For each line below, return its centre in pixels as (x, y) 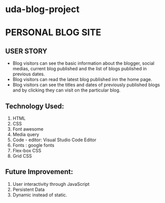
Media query (26, 134)
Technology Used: (35, 106)
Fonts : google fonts (33, 145)
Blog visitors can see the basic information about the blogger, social (83, 63)
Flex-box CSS (27, 151)
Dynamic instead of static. (40, 195)
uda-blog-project (43, 9)
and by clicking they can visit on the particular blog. (66, 90)
